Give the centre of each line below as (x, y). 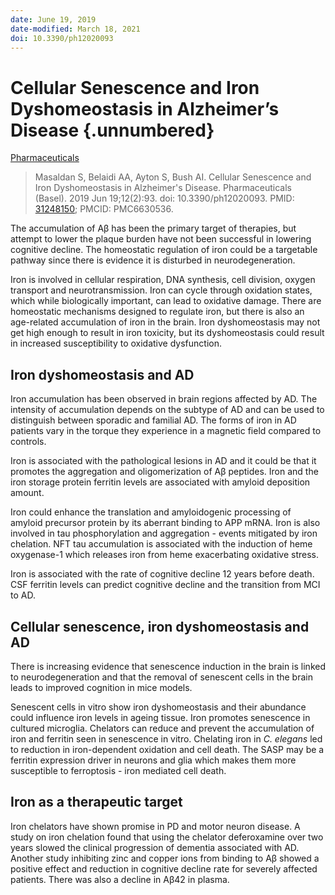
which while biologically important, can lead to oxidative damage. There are (166, 301)
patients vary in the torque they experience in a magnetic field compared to (166, 431)
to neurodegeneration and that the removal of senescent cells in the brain (161, 677)
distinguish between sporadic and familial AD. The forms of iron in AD (153, 420)
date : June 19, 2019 (53, 19)
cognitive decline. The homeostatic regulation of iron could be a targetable (164, 250)
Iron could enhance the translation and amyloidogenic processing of (151, 512)
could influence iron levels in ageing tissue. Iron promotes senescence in (160, 717)
